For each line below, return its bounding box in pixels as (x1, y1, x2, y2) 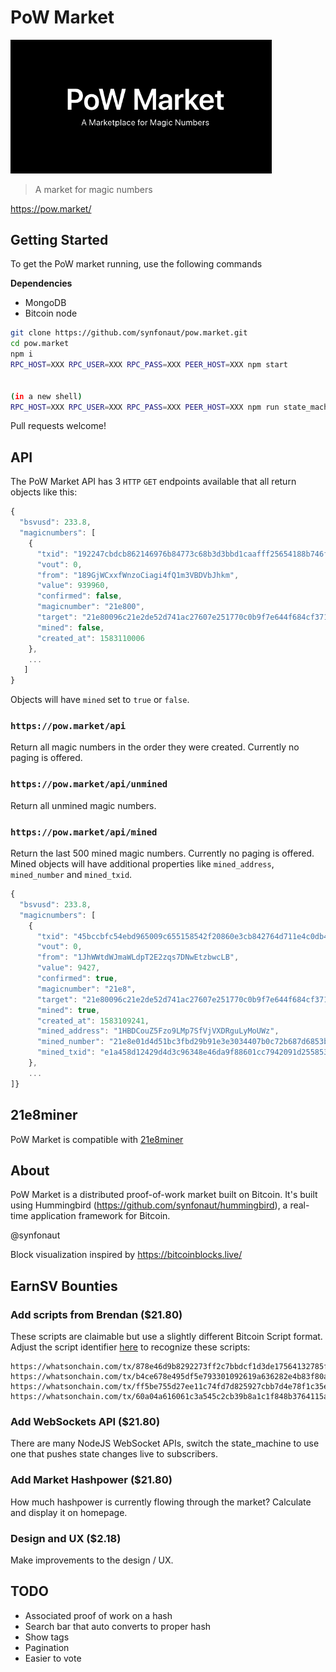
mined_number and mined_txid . (10, 869, 133, 881)
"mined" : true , (36, 1005, 101, 1015)
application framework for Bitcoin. (30, 1210, 171, 1222)
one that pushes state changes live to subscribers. (10, 1448, 219, 1460)
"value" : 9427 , (36, 963, 101, 973)
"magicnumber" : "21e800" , (36, 602, 145, 612)
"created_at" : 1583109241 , (36, 1016, 150, 1026)
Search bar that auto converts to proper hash (24, 1620, 212, 1632)
